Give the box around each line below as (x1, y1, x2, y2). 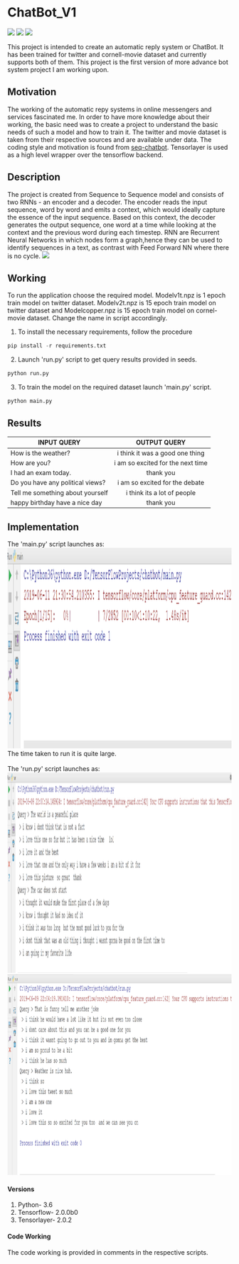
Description (7, 171, 60, 183)
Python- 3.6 (17, 1201, 53, 1209)
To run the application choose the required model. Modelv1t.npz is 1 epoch (7, 291, 226, 300)
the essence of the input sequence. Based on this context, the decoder (7, 213, 216, 221)
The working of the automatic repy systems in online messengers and (7, 105, 212, 113)
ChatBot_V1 (7, 4, 77, 21)
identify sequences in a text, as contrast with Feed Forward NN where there (7, 243, 230, 252)
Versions (7, 1185, 35, 1193)
